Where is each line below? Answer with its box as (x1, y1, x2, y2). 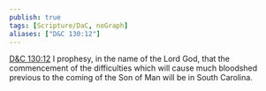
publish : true (9, 12, 62, 22)
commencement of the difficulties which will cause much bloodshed (9, 63, 258, 73)
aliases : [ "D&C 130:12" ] (9, 29, 101, 38)
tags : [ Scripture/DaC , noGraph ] (9, 21, 128, 30)
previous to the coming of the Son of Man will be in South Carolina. (9, 72, 254, 83)
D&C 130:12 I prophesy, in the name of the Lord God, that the (9, 54, 231, 64)
